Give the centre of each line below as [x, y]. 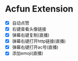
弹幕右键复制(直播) [31, 35]
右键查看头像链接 [29, 29]
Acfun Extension [39, 9]
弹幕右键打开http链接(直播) [39, 41]
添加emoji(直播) [28, 53]
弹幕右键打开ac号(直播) [35, 47]
